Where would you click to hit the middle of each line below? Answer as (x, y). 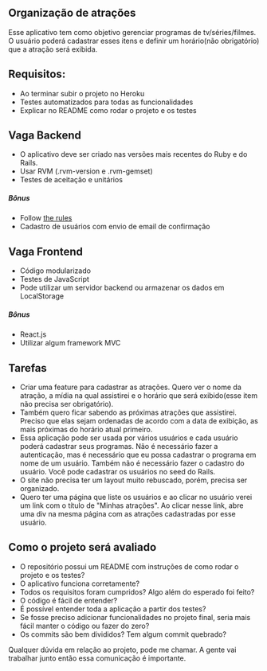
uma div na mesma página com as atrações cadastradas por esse (128, 514)
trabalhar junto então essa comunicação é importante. (97, 658)
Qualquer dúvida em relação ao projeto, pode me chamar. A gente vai (122, 650)
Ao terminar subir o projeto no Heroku (82, 93)
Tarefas (28, 368)
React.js (33, 334)
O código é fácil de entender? (69, 600)
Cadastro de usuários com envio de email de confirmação (115, 227)
